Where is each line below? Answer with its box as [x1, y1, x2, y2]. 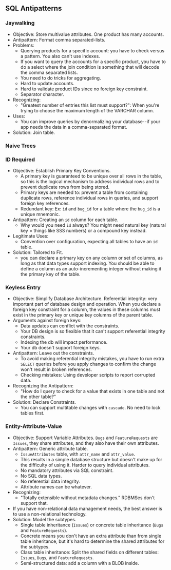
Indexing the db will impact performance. [20, 339, 108, 345]
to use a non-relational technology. [12, 510, 87, 517]
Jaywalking [5, 19, 35, 27]
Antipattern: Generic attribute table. [12, 445, 88, 451]
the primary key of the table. [20, 271, 81, 277]
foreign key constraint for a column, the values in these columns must [12, 306, 161, 312]
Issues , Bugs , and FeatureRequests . [20, 554, 94, 561]
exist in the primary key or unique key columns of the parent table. [12, 312, 154, 318]
